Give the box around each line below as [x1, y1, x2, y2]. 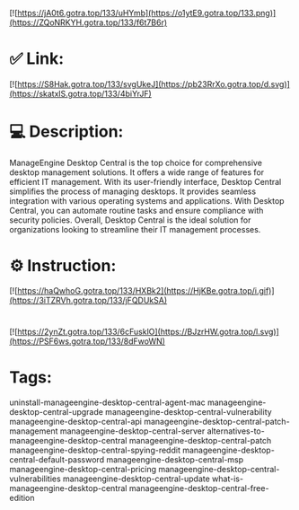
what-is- [212, 473, 244, 484]
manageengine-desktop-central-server [59, 426, 206, 436]
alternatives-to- [207, 426, 265, 436]
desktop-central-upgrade [9, 406, 103, 417]
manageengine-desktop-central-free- [128, 482, 269, 493]
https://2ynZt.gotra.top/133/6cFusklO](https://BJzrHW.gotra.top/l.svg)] [17, 327, 280, 337]
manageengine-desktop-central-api [9, 416, 142, 426]
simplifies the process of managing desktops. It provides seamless [9, 186, 257, 197]
